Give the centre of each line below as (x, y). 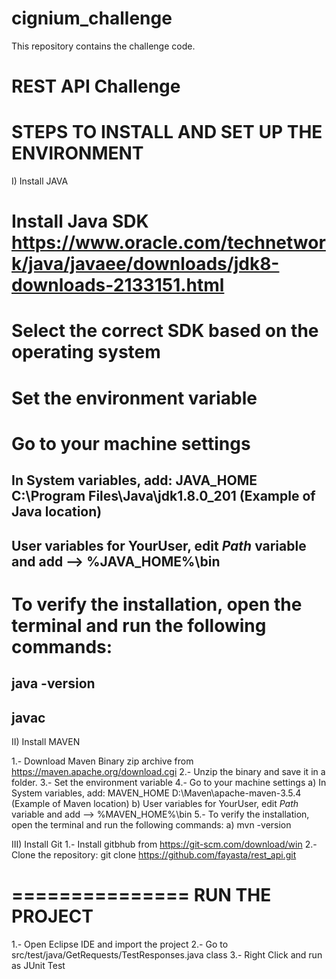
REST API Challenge (96, 86)
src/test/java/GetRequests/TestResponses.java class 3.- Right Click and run (167, 954)
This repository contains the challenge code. (103, 46)
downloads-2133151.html (118, 285)
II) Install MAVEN (46, 741)
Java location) (57, 512)
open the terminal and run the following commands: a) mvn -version (151, 824)
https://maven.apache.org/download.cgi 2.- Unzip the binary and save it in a (168, 771)
